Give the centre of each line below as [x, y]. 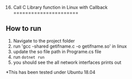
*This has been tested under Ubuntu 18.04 [51, 72]
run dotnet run [29, 57]
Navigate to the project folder [44, 41]
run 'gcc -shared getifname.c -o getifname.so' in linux [70, 46]
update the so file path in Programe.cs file [57, 51]
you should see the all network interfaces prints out [67, 62]
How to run [24, 29]
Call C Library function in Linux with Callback [60, 7]
